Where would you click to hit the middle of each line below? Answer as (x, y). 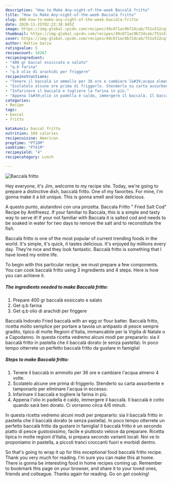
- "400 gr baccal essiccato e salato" (47, 62)
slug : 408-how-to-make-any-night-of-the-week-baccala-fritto (72, 19)
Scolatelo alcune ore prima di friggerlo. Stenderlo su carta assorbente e (88, 383)
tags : (11, 110)
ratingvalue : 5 (21, 48)
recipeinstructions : (27, 77)
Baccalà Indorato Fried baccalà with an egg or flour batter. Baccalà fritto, (82, 320)
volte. (19, 378)
